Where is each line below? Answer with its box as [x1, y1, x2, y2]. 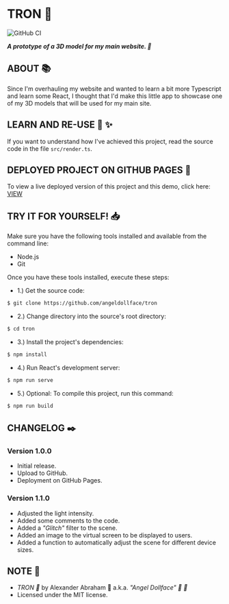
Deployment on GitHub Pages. [16, 476, 103, 485]
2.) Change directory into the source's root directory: [16, 312, 166, 321]
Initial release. [16, 462, 57, 470]
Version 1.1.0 [7, 494, 50, 503]
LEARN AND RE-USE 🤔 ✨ [7, 119, 113, 131]
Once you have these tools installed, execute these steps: [7, 274, 170, 282]
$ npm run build [7, 402, 53, 409]
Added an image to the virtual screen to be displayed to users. [16, 531, 193, 539]
